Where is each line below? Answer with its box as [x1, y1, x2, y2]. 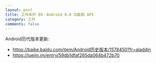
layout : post [5, 7, 33, 13]
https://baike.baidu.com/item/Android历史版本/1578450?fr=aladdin [12, 46, 151, 53]
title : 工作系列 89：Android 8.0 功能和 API [5, 12, 94, 17]
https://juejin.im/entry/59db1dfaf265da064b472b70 [12, 52, 120, 58]
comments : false [5, 21, 39, 27]
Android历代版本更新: [5, 36, 49, 42]
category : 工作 [5, 17, 36, 22]
